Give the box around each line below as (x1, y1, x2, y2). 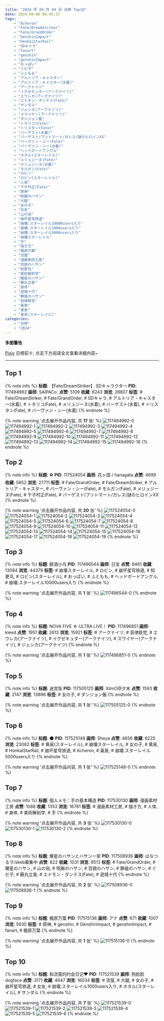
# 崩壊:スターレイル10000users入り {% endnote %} (5, 580, 109, 585)
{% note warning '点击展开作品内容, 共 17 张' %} (5, 418, 102, 423)
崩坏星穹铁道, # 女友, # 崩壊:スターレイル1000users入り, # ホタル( (5, 983, 138, 989)
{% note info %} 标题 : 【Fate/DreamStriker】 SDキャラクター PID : (5, 383, 137, 389)
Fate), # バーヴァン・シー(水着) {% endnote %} (15, 407, 110, 413)
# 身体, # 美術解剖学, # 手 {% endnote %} (5, 810, 88, 815)
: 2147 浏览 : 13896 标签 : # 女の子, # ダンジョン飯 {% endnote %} (9, 691, 139, 697)
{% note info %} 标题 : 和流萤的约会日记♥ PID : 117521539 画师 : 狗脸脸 (5, 971, 144, 977)
